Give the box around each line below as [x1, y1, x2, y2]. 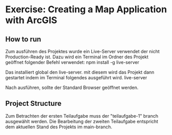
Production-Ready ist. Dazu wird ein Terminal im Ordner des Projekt [5, 54, 149, 60]
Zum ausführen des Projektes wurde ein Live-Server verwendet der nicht [5, 49, 160, 54]
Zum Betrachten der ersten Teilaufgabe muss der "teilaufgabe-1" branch [5, 112, 158, 119]
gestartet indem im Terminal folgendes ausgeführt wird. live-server [5, 75, 147, 80]
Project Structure [5, 99, 62, 108]
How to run [5, 35, 42, 43]
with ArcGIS [5, 14, 58, 26]
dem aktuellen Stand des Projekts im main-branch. [5, 124, 112, 130]
